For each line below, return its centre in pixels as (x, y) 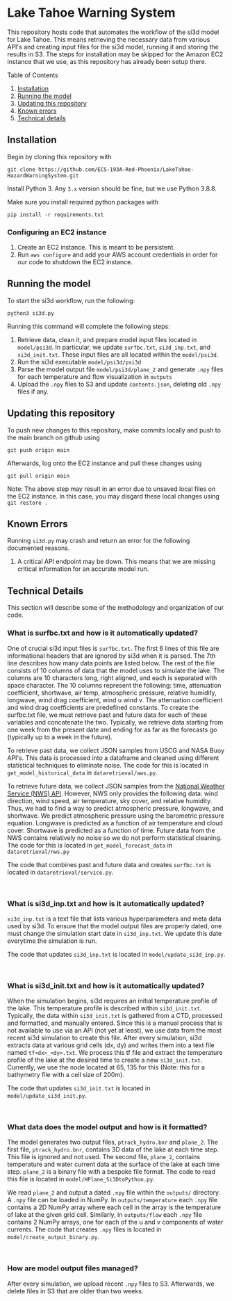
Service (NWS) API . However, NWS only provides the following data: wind (113, 793)
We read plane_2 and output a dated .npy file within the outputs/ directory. (114, 1193)
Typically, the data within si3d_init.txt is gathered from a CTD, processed (115, 1016)
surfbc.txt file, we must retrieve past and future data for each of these (107, 715)
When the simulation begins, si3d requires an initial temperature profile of (112, 1001)
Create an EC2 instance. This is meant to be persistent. (96, 248)
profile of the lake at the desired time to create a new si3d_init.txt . (105, 1060)
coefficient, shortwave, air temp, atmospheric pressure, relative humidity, (112, 693)
